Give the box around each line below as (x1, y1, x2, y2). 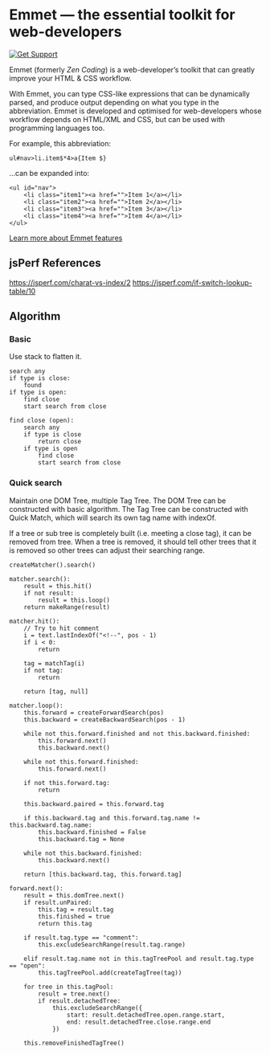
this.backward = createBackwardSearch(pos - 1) (23, 715, 186, 724)
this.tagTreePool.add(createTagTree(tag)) (38, 968, 182, 977)
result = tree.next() (38, 990, 111, 998)
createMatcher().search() (9, 561, 96, 569)
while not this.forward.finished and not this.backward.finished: (23, 730, 251, 738)
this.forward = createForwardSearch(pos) (23, 709, 164, 717)
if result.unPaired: (23, 898, 92, 906)
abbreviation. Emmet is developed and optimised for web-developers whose (9, 106, 262, 116)
